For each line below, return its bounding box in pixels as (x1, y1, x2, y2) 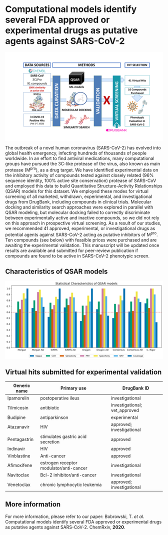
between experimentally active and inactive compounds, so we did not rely (5, 215, 159, 221)
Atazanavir (7, 424, 29, 430)
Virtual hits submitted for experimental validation (5, 367, 162, 376)
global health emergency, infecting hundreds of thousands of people (5, 150, 146, 156)
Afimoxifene (7, 462, 32, 468)
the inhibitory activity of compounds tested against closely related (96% (5, 172, 154, 178)
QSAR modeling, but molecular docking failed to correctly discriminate (5, 209, 150, 215)
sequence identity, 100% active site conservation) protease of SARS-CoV (5, 177, 156, 183)
